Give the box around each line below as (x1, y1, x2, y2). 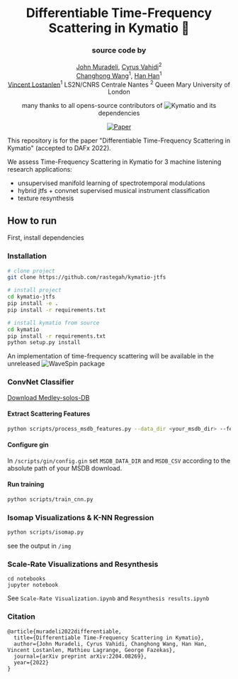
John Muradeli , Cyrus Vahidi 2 (76, 62, 162, 72)
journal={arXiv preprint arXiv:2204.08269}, (13, 653, 147, 660)
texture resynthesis (17, 194, 74, 203)
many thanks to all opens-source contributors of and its (21, 101, 217, 110)
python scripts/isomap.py (7, 529, 84, 536)
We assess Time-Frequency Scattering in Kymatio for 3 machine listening (7, 158, 222, 166)
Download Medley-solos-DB (7, 393, 90, 402)
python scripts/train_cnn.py (7, 496, 93, 503)
